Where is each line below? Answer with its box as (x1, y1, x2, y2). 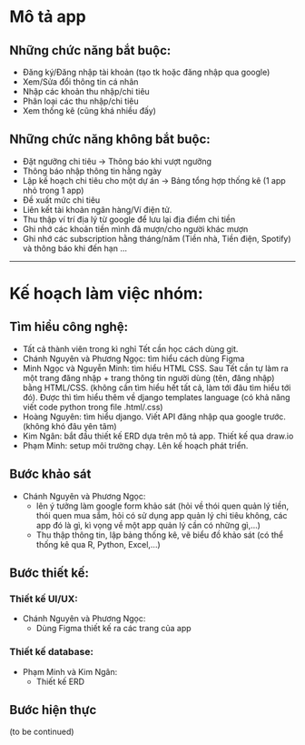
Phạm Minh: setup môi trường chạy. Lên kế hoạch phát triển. (22, 439, 249, 451)
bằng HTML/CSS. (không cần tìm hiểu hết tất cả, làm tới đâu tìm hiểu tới (22, 382, 291, 393)
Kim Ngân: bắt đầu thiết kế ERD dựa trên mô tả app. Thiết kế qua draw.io (22, 430, 294, 441)
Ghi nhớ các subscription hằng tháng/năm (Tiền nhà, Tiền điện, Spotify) (22, 233, 292, 244)
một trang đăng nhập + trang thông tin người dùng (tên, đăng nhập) (22, 372, 275, 383)
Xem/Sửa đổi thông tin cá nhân (22, 76, 139, 87)
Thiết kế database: (9, 646, 93, 659)
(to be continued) (9, 726, 74, 738)
